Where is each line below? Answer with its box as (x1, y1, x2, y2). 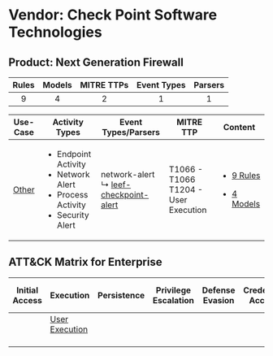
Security (56, 210, 89, 220)
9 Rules (231, 170, 261, 180)
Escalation (153, 294, 195, 306)
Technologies (8, 23, 103, 41)
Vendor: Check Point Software (8, 6, 218, 24)
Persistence (97, 289, 145, 301)
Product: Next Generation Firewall (8, 55, 184, 69)
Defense (201, 284, 236, 296)
